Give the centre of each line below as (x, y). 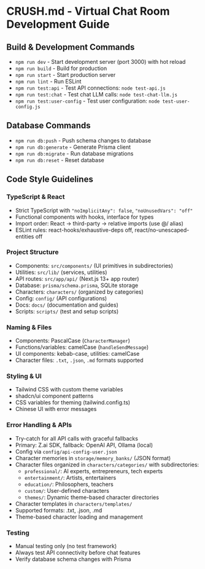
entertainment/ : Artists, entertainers (70, 477)
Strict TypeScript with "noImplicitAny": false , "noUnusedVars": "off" (104, 210)
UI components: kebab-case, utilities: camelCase (77, 354)
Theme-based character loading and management (79, 517)
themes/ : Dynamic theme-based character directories (92, 497)
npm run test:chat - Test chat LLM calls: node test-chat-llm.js (96, 94)
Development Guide (58, 24)
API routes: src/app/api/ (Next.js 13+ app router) (77, 278)
